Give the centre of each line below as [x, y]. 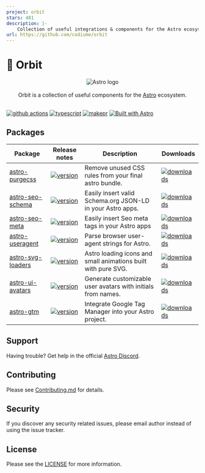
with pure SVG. [106, 269]
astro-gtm [24, 311]
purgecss [23, 179]
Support [22, 341]
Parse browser [106, 236]
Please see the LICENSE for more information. [64, 464]
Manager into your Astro [119, 311]
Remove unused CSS [115, 168]
